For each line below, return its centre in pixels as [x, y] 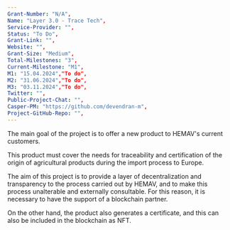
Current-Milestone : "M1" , [45, 67]
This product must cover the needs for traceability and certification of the [115, 155]
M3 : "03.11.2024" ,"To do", [47, 87]
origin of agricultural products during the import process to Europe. [106, 162]
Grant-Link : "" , [31, 41]
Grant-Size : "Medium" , [41, 54]
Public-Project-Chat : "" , [45, 100]
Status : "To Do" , [33, 34]
